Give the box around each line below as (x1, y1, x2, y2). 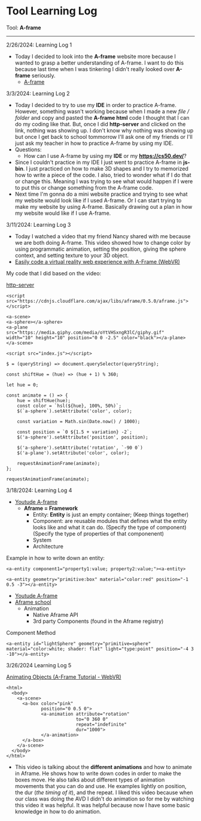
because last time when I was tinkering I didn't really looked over (14, 65, 175, 72)
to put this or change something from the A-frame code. (14, 184, 154, 191)
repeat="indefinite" (75, 721, 127, 728)
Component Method (6, 629, 56, 636)
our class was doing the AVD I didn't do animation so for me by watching (14, 795, 194, 802)
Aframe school (14, 598, 51, 606)
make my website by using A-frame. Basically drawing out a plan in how (14, 203, 193, 210)
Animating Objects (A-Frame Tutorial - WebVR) (6, 673, 121, 680)
